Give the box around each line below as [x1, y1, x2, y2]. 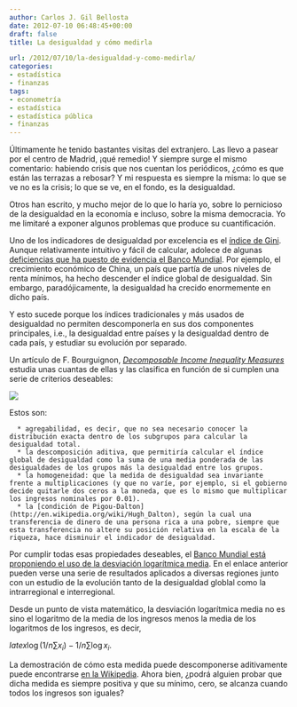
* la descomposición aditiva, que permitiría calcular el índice [17, 448, 264, 457]
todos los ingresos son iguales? [9, 687, 125, 698]
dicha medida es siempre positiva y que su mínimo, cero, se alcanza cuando [9, 678, 288, 688]
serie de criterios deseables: [9, 374, 113, 385]
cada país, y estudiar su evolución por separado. [9, 338, 188, 348]
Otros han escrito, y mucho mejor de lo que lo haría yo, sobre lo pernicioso [9, 199, 283, 210]
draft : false [9, 29, 58, 38]
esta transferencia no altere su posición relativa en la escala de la [9, 526, 279, 535]
